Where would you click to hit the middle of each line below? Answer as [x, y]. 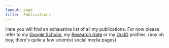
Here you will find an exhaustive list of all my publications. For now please [82, 29]
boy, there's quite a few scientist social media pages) [61, 40]
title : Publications [28, 15]
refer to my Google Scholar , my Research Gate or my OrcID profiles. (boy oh [84, 34]
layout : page [19, 10]
